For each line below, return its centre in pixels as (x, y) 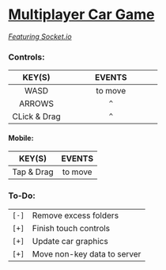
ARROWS (36, 104)
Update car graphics (70, 241)
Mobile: (21, 138)
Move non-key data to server (87, 253)
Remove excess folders (75, 215)
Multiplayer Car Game (81, 15)
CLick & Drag (36, 116)
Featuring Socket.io (40, 36)
